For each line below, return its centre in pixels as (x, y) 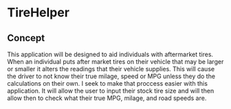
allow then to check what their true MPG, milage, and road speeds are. (107, 98)
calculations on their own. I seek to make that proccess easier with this (108, 83)
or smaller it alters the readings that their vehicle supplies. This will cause (111, 69)
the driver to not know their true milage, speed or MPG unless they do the (111, 76)
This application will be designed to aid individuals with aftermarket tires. (110, 54)
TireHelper (38, 13)
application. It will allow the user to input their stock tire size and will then (111, 91)
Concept (26, 38)
